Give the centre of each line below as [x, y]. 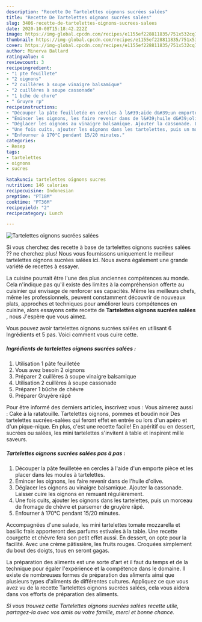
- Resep [16, 146]
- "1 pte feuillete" [32, 74]
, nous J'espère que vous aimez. [47, 316]
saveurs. [17, 439]
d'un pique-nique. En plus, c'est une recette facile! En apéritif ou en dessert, [101, 427]
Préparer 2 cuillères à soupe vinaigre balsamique [75, 377]
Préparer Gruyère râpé [43, 396]
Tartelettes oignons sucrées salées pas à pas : [66, 453]
